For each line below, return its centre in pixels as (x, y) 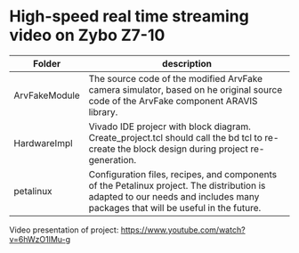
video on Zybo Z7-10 (87, 35)
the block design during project (183, 149)
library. (103, 111)
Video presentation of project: (64, 230)
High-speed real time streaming (129, 16)
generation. (113, 159)
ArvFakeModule (47, 95)
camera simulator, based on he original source (186, 89)
